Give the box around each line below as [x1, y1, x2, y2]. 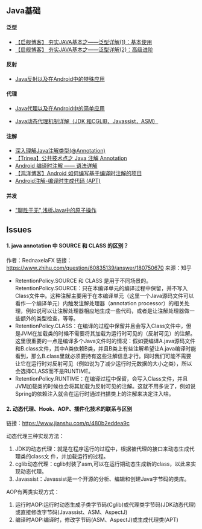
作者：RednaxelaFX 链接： [6, 257, 72, 264]
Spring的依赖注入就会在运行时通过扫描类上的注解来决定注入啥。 [14, 390, 175, 397]
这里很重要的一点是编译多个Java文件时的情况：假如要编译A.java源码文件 [14, 337, 196, 344]
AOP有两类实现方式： [6, 488, 60, 496]
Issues [6, 224, 32, 235]
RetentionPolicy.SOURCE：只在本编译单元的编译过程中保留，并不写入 [14, 285, 188, 291]
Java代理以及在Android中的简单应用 [14, 105, 106, 112]
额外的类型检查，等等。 [20, 315, 79, 322]
